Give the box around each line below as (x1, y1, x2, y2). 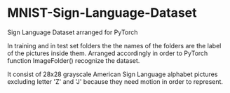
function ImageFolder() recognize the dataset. (7, 56, 140, 64)
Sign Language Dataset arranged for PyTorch (7, 28, 138, 36)
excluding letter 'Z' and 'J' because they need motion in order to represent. (7, 77, 223, 85)
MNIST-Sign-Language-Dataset (7, 5, 197, 21)
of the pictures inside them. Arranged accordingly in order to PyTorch (7, 49, 208, 57)
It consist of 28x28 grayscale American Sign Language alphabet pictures (7, 70, 218, 78)
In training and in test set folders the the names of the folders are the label (7, 41, 222, 50)
